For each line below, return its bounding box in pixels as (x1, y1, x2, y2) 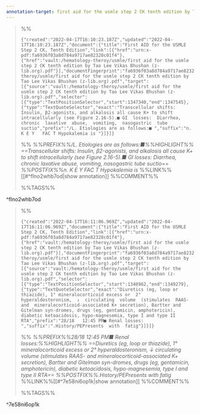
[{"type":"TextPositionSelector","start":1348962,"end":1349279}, (20, 281, 189, 287)
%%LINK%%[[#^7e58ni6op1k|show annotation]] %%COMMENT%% (20, 378, 189, 385)
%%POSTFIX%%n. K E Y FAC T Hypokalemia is (20, 166, 139, 173)
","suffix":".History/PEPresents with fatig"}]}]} (20, 323, 155, 329)
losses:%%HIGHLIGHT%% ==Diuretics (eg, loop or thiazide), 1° (20, 340, 177, 347)
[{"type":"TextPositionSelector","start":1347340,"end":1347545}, (20, 99, 189, 105)
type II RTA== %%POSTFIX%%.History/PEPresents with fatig (20, 371, 171, 378)
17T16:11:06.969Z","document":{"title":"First (20, 224, 139, 230)
